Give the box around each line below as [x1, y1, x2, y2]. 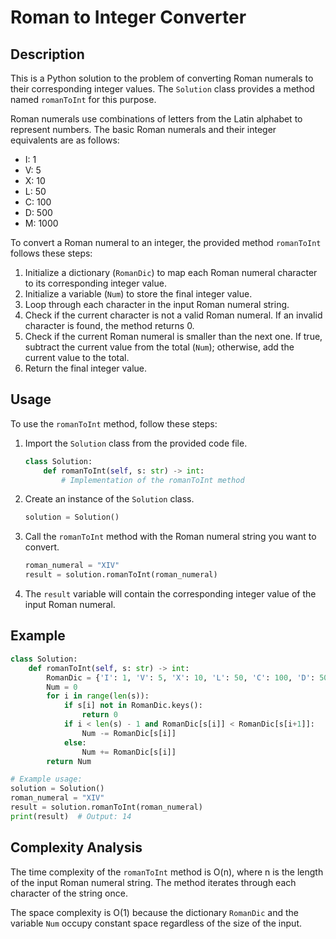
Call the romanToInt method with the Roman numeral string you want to [24, 531, 317, 543]
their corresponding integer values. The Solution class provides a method [10, 83, 315, 95]
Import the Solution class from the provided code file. [24, 437, 248, 449]
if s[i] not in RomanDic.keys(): [63, 701, 203, 711]
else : [63, 737, 87, 748]
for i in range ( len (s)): [46, 691, 150, 701]
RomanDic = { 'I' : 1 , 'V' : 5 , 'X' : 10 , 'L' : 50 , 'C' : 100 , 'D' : [46, 672, 316, 683]
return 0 [81, 710, 118, 720]
